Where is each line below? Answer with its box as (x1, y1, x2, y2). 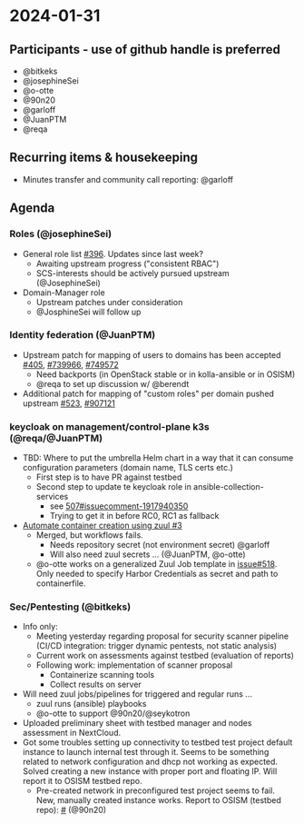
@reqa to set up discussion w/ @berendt (35, 378, 190, 389)
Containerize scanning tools (49, 670, 155, 680)
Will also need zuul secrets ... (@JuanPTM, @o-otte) (49, 549, 247, 560)
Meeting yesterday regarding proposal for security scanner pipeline (35, 630, 289, 641)
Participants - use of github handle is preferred (9, 42, 281, 57)
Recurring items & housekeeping (9, 150, 198, 165)
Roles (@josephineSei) (9, 228, 112, 241)
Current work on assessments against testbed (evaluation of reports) (35, 650, 295, 661)
